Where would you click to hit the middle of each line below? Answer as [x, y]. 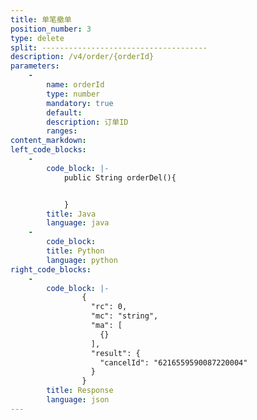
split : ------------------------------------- [109, 47]
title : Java [71, 214]
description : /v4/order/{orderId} [82, 57]
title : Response [80, 391]
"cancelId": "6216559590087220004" [173, 362]
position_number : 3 [51, 29]
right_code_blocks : [51, 269]
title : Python [75, 251]
